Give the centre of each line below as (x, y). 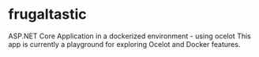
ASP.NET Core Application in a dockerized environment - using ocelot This (129, 36)
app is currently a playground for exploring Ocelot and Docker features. (124, 44)
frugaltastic (47, 14)
